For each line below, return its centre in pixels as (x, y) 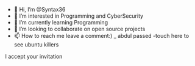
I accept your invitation (34, 56)
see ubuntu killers (36, 45)
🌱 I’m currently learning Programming (61, 22)
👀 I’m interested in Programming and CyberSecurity (79, 16)
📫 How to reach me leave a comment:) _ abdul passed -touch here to (101, 36)
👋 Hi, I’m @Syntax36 (40, 9)
